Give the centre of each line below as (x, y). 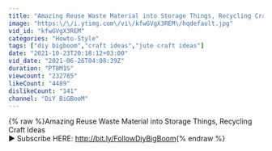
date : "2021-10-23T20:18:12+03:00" (68, 53)
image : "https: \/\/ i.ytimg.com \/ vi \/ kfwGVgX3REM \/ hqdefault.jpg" (121, 23)
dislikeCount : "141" (43, 91)
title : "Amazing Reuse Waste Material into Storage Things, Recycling (130, 16)
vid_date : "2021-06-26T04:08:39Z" (67, 61)
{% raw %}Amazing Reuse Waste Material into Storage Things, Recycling (130, 121)
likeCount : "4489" (39, 83)
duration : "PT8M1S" (41, 69)
